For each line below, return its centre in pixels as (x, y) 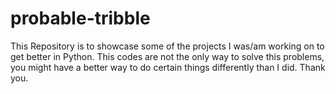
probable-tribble (80, 18)
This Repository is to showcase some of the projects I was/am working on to (167, 46)
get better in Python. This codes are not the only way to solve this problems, (167, 56)
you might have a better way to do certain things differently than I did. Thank (168, 67)
